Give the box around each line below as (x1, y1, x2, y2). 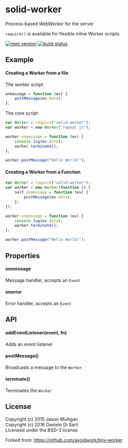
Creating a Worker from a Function (5, 169, 81, 175)
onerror (5, 289, 22, 295)
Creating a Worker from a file (5, 69, 68, 76)
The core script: (5, 110, 40, 116)
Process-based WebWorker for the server (5, 21, 94, 27)
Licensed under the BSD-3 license (5, 427, 78, 433)
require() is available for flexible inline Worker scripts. (5, 30, 121, 37)
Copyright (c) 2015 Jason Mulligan (5, 416, 78, 422)
